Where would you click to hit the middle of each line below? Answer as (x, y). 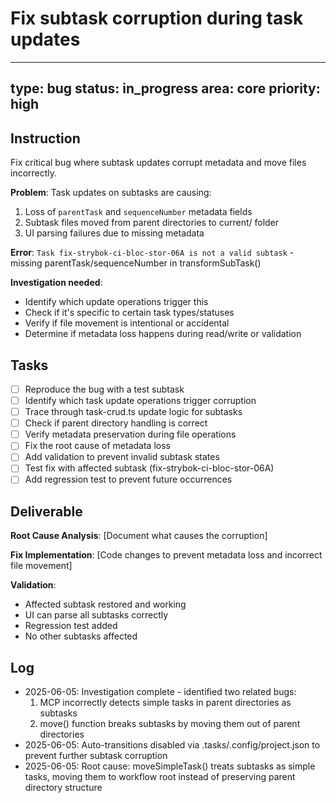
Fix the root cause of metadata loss (97, 446)
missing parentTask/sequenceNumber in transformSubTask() (136, 263)
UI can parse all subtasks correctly (96, 615)
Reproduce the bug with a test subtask (104, 389)
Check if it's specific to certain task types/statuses (129, 313)
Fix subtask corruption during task (157, 18)
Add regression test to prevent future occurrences (128, 479)
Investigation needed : (56, 283)
